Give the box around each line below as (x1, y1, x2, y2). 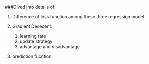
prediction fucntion (12, 53, 52, 59)
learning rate (19, 33, 46, 39)
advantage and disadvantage (19, 44, 80, 49)
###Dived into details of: (5, 4, 56, 10)
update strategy (19, 38, 53, 44)
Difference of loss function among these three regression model (12, 14, 145, 19)
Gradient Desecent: (12, 23, 53, 29)
